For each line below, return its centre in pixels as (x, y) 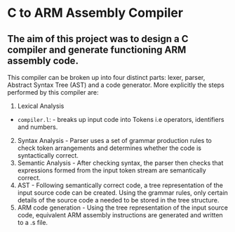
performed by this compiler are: (53, 92)
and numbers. (38, 127)
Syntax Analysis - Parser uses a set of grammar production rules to (114, 141)
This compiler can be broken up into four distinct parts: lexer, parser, (106, 77)
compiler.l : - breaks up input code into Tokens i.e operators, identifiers (121, 120)
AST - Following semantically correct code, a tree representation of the (120, 185)
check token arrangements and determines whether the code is (109, 148)
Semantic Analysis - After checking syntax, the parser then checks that (120, 163)
